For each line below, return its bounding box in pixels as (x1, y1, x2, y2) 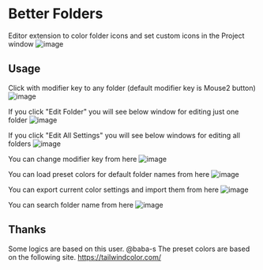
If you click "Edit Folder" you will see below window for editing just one (8, 107, 239, 116)
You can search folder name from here (8, 200, 134, 209)
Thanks (8, 223, 47, 237)
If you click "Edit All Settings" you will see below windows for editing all (8, 130, 241, 140)
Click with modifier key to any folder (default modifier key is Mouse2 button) (8, 83, 257, 92)
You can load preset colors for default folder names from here (8, 169, 210, 178)
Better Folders (8, 5, 103, 23)
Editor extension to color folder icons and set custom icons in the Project (8, 31, 245, 40)
